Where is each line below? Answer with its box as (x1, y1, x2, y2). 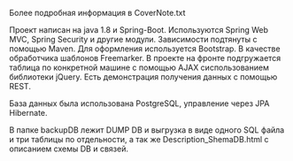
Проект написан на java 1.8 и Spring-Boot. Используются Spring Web (9, 25, 268, 34)
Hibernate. (9, 108, 48, 118)
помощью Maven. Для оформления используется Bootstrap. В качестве (9, 43, 281, 54)
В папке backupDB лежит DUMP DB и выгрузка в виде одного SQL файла (9, 125, 285, 135)
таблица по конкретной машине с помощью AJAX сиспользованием (9, 62, 270, 73)
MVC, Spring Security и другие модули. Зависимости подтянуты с (9, 34, 258, 44)
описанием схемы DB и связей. (9, 143, 128, 154)
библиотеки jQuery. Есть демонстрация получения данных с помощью (9, 72, 278, 82)
